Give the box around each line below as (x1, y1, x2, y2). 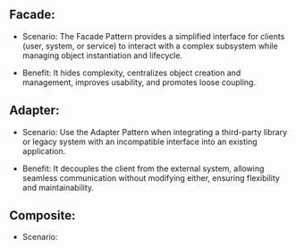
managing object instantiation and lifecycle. (21, 49, 183, 61)
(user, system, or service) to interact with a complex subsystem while (21, 40, 279, 51)
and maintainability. (21, 182, 95, 193)
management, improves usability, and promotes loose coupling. (21, 76, 257, 88)
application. (21, 145, 66, 156)
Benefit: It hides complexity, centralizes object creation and (21, 67, 241, 78)
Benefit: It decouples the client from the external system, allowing (21, 163, 265, 174)
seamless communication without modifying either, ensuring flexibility (21, 172, 280, 183)
